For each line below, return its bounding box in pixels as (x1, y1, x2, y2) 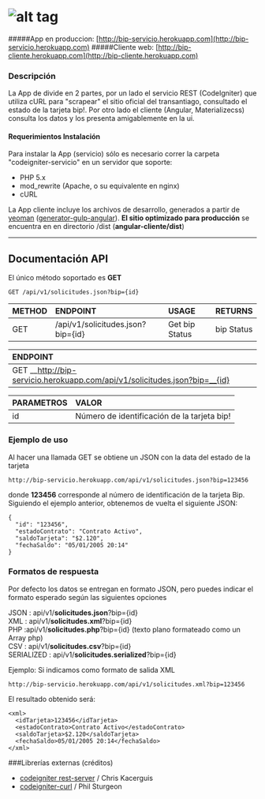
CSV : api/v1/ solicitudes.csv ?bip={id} (8, 641, 132, 651)
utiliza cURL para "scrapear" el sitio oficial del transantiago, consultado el (8, 97, 248, 107)
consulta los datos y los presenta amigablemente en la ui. (8, 114, 195, 123)
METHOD (12, 306, 48, 317)
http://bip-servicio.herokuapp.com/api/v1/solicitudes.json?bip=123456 (8, 476, 248, 484)
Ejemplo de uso (8, 434, 69, 445)
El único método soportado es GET (8, 273, 122, 283)
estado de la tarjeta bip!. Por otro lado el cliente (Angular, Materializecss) (8, 105, 245, 114)
